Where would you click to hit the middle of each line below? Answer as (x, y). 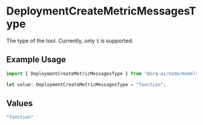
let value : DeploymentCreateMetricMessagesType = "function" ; (86, 85)
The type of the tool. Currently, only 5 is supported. (70, 40)
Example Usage (36, 59)
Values (20, 103)
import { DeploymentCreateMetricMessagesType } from (74, 74)
